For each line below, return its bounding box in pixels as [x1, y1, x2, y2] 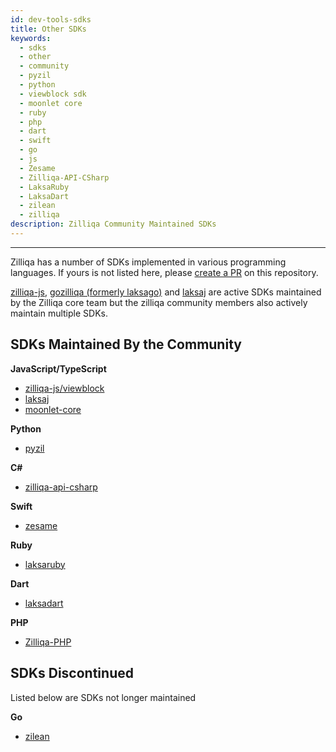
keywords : [10, 33, 52, 43]
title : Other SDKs [10, 24, 87, 34]
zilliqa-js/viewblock [24, 382, 105, 394]
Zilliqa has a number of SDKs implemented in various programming [10, 256, 287, 268]
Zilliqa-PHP [24, 636, 72, 648]
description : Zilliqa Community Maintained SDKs [10, 219, 217, 230]
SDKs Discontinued [10, 665, 134, 682]
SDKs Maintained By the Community [10, 336, 242, 353]
